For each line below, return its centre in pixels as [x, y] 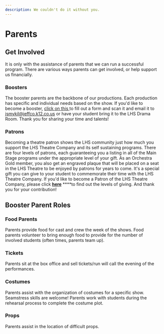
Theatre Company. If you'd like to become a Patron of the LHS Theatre [76, 179]
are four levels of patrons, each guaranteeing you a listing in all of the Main [81, 153]
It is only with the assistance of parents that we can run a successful [74, 64]
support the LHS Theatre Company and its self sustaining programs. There [81, 148]
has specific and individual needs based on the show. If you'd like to [74, 103]
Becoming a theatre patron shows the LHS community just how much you [80, 142]
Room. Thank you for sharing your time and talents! [57, 119]
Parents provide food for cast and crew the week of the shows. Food [74, 230]
